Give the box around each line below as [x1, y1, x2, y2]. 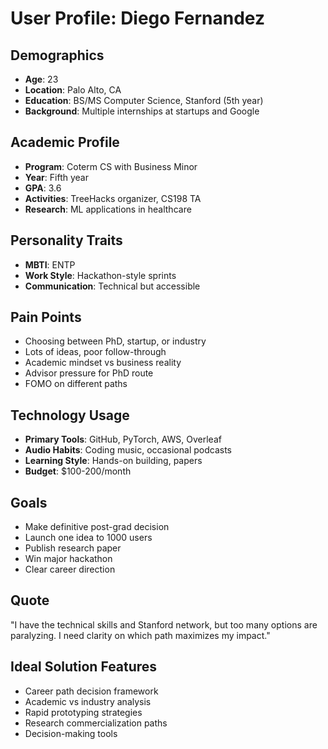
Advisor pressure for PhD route [24, 367, 154, 379]
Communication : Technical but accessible [24, 280, 201, 292]
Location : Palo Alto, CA [24, 84, 122, 96]
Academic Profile [10, 134, 120, 151]
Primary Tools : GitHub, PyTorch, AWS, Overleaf [24, 433, 222, 446]
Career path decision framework [24, 685, 159, 697]
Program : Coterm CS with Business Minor [24, 160, 198, 172]
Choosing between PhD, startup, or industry [24, 335, 207, 347]
